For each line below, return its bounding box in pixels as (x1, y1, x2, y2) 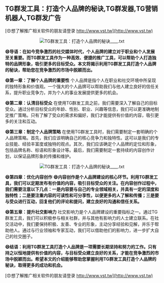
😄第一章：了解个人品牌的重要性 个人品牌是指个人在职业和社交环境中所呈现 (5, 77, 156, 83)
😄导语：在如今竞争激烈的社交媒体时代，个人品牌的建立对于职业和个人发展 (5, 48, 155, 54)
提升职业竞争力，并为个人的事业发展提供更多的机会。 (13, 90, 121, 95)
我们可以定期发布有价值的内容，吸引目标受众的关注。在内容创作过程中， (13, 180, 159, 186)
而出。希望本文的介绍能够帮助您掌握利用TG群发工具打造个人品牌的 (21, 256, 157, 262)
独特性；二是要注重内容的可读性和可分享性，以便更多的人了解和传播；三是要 (5, 192, 159, 198)
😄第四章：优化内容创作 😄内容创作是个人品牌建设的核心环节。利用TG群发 (5, 174, 154, 180)
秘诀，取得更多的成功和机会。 (5, 262, 65, 268)
